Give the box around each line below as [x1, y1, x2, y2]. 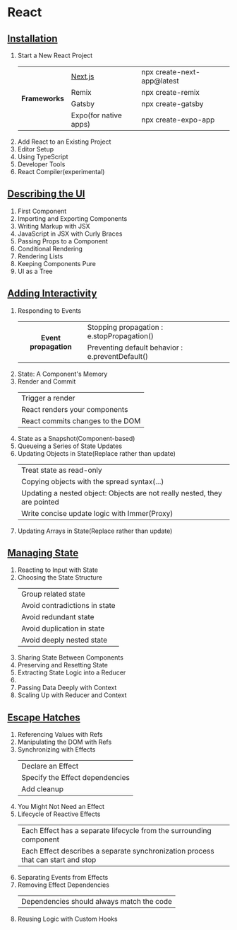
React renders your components [20, 404, 128, 414]
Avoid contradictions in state [20, 601, 116, 611]
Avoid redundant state [20, 612, 95, 622]
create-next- [154, 67, 201, 76]
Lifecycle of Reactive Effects [17, 810, 101, 818]
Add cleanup [20, 784, 63, 794]
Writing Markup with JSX [17, 222, 90, 230]
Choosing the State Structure [17, 573, 102, 582]
